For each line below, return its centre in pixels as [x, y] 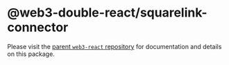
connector [38, 27]
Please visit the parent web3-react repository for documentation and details [114, 46]
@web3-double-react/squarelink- [107, 13]
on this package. [31, 54]
